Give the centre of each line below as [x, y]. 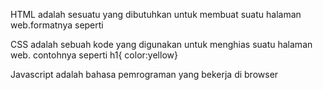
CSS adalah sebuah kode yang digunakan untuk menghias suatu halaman [161, 44]
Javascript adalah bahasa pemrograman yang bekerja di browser [144, 74]
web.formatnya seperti [57, 25]
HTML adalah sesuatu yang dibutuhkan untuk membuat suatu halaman [156, 14]
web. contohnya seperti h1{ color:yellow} [94, 55]
